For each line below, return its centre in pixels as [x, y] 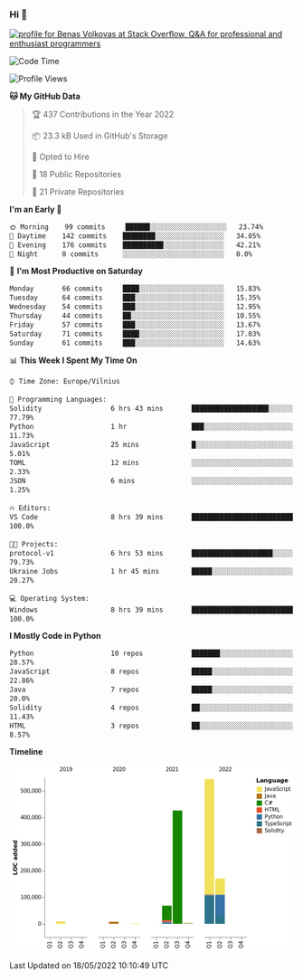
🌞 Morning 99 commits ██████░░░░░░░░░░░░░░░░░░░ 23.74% [137, 227]
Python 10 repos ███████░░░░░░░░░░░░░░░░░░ [151, 654]
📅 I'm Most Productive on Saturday [76, 271]
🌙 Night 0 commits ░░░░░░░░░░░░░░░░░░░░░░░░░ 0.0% [131, 254]
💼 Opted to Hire [61, 157]
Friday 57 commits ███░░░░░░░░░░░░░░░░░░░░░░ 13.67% [135, 325]
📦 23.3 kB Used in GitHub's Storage [99, 136]
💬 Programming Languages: [58, 400]
